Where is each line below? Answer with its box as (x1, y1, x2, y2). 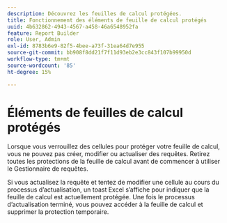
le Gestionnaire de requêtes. (7, 164, 88, 173)
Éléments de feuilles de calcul (7, 105, 183, 121)
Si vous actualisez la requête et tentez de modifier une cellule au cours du (7, 178, 219, 187)
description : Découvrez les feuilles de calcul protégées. (7, 10, 182, 17)
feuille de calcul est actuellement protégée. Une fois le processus (7, 193, 195, 201)
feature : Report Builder (7, 29, 79, 37)
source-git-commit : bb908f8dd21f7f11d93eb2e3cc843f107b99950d (7, 49, 191, 56)
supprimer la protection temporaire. (7, 208, 109, 216)
